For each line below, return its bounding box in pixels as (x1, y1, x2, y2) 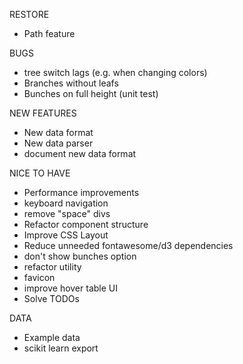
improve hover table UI (23, 282, 118, 294)
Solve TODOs (23, 293, 80, 304)
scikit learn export (23, 342, 99, 354)
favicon (23, 272, 56, 283)
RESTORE (9, 9, 50, 20)
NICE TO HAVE (9, 167, 71, 179)
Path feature (23, 28, 76, 39)
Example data (23, 332, 81, 343)
